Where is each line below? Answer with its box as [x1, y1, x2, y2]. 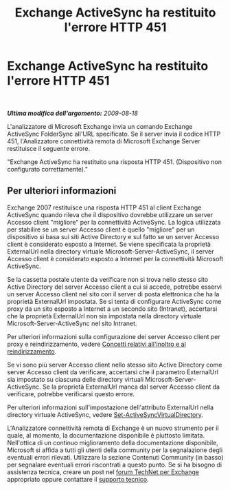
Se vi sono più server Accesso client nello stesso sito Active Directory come [7, 360, 222, 369]
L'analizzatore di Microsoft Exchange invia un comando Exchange [7, 122, 193, 130]
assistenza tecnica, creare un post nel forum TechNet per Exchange [7, 467, 199, 476]
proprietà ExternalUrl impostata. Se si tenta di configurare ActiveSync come [7, 297, 222, 305]
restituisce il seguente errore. [7, 144, 91, 152]
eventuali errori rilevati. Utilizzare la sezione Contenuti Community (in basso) [7, 453, 225, 461]
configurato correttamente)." [7, 165, 88, 173]
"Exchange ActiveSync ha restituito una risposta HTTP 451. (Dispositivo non [7, 157, 222, 166]
